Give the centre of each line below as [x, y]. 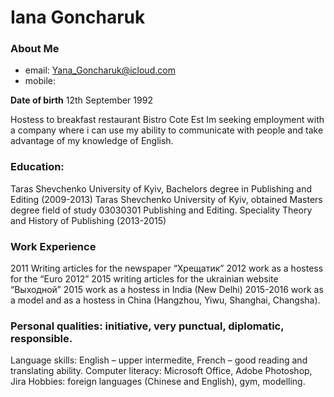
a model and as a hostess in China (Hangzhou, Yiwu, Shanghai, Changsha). [165, 300]
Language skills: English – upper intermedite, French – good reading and [159, 360]
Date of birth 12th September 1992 [81, 100]
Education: [37, 167]
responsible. [41, 338]
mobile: [40, 81]
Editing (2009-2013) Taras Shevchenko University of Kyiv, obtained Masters [166, 199]
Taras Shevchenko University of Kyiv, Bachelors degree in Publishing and [161, 188]
